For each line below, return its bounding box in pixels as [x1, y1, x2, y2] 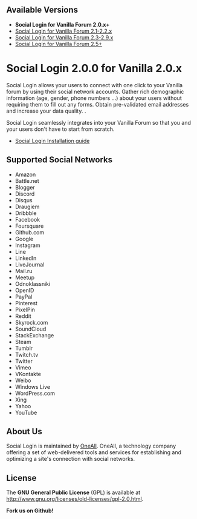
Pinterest [15, 299, 38, 306]
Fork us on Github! [6, 507, 54, 514]
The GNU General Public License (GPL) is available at [6, 489, 141, 496]
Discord [15, 190, 35, 197]
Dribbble [15, 209, 37, 217]
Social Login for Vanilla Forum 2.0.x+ [15, 21, 110, 28]
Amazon [15, 171, 36, 178]
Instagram [15, 242, 40, 249]
